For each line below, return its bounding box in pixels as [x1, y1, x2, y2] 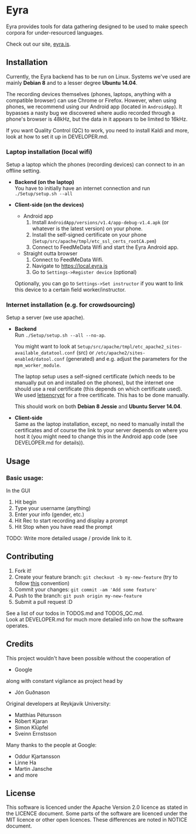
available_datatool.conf [14, 350, 75, 356]
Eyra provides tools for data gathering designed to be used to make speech [6, 23, 188, 30]
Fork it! [14, 567, 32, 574]
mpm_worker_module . [14, 361, 61, 369]
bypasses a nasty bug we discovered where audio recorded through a [6, 109, 176, 116]
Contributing [6, 552, 54, 562]
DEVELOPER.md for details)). [14, 439, 85, 446]
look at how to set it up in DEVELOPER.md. [6, 133, 109, 140]
